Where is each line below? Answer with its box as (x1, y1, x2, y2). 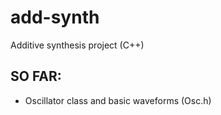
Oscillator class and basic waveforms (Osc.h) (24, 94, 212, 106)
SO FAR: (10, 68, 62, 85)
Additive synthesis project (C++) (10, 39, 145, 51)
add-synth (10, 6, 100, 29)
